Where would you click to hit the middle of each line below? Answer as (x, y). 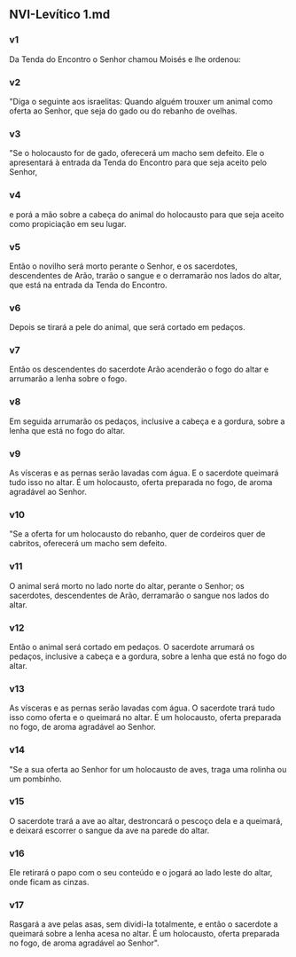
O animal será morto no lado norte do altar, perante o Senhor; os (127, 585)
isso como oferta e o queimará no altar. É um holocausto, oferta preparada (145, 718)
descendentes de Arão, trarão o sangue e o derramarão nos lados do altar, (145, 275)
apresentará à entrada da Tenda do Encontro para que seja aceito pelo (138, 162)
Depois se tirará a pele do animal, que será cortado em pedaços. (127, 327)
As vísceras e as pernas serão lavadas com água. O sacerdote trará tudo (142, 708)
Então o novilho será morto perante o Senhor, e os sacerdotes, (123, 266)
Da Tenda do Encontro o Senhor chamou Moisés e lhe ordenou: (125, 59)
